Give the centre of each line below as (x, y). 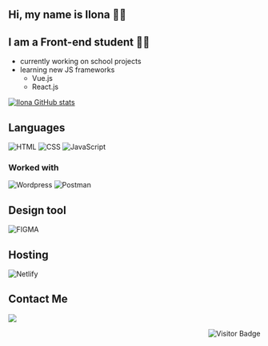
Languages (37, 128)
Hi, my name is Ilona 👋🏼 (67, 15)
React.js (45, 87)
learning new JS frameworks (67, 70)
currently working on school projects (80, 62)
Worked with (34, 167)
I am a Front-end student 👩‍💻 (79, 42)
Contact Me (38, 299)
